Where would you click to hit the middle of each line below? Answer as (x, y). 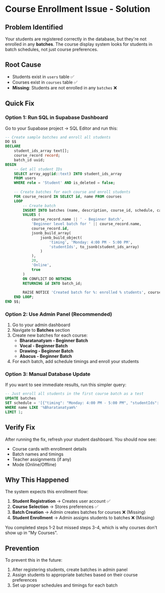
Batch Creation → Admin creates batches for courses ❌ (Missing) (79, 512)
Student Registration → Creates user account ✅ (61, 501)
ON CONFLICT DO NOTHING (47, 279)
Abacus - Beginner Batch (46, 356)
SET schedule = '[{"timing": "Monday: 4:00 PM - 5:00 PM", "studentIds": (82, 403)
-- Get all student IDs (38, 169)
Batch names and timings (38, 454)
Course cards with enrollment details (49, 449)
